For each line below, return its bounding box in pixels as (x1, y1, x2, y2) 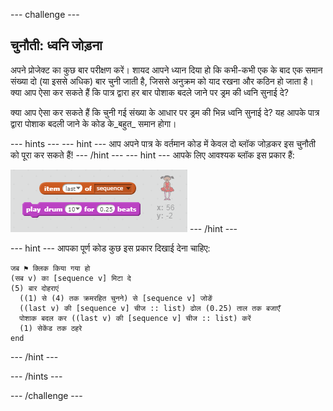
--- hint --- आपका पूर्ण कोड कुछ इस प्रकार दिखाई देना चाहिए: (10, 242, 211, 254)
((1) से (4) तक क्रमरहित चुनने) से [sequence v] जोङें (19, 293, 213, 303)
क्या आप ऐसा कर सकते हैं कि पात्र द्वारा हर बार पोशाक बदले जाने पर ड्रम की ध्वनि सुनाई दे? (10, 86, 289, 98)
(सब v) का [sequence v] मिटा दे (10, 273, 132, 283)
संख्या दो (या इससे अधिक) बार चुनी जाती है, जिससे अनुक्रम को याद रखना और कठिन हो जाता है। (10, 75, 314, 87)
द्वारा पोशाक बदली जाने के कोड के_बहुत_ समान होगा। (10, 117, 177, 129)
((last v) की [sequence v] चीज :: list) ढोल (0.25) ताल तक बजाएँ (19, 303, 281, 313)
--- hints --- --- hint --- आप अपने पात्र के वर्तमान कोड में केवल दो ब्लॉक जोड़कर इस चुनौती (10, 137, 317, 149)
